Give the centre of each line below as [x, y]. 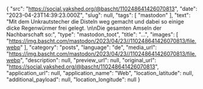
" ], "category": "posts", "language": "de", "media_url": [89, 47]
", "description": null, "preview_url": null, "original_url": [88, 60]
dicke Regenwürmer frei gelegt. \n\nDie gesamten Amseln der [84, 28]
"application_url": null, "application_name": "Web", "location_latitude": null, [100, 73]
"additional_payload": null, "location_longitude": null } [73, 79]
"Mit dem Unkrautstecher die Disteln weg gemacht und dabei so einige [95, 21]
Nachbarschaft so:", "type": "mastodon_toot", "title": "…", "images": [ [92, 35]
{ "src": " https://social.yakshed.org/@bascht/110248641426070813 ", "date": [102, 9]
